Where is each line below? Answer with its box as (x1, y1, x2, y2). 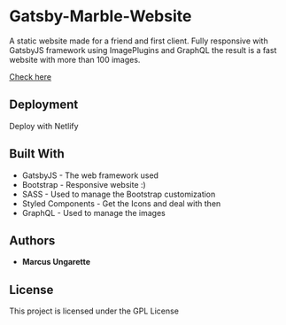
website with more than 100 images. (9, 54, 141, 65)
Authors (9, 233, 56, 248)
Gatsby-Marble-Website (9, 6, 192, 27)
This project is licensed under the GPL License (9, 306, 180, 316)
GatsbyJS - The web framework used (21, 170, 159, 181)
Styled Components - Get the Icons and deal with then (21, 197, 221, 209)
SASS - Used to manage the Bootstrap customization (21, 189, 216, 199)
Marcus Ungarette (21, 257, 91, 267)
